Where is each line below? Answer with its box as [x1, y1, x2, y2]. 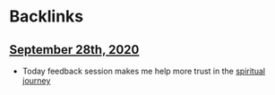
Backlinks [9, 6, 84, 27]
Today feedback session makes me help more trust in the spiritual [21, 65, 266, 76]
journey [21, 75, 51, 86]
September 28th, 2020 [9, 42, 140, 57]
